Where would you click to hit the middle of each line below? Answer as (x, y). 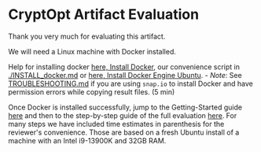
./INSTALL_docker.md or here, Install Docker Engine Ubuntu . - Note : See (125, 75)
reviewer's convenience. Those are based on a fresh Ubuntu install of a (124, 132)
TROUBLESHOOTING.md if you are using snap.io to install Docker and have (130, 83)
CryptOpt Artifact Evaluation (103, 15)
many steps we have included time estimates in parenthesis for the (116, 124)
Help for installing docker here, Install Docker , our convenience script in (124, 67)
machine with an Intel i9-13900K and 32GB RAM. (87, 140)
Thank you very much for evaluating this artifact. (87, 36)
